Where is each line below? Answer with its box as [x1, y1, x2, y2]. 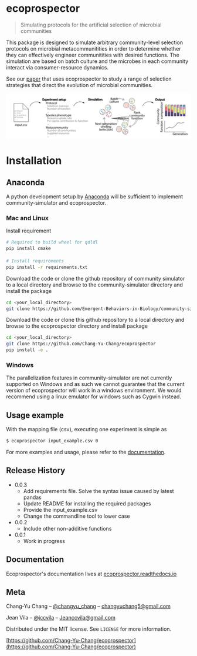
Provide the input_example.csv [23, 506, 98, 513]
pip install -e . [6, 347, 49, 353]
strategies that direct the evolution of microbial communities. [6, 81, 153, 88]
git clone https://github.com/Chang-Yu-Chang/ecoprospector [6, 341, 157, 347]
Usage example [6, 410, 64, 420]
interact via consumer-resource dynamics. [6, 64, 109, 71]
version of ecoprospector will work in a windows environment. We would [6, 387, 182, 394]
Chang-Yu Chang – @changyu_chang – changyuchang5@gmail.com [6, 602, 171, 610]
